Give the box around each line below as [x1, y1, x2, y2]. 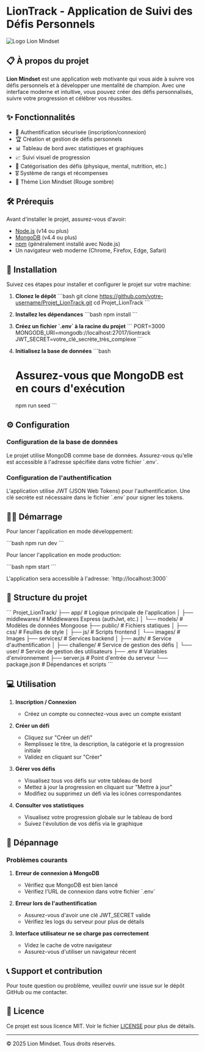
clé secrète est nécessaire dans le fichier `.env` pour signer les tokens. [6, 494, 184, 501]
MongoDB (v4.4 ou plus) [15, 234, 77, 242]
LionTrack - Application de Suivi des [6, 4, 193, 18]
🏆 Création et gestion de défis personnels [15, 135, 123, 143]
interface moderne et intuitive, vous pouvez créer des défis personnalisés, [6, 88, 193, 95]
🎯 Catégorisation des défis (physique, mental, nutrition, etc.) [15, 162, 167, 170]
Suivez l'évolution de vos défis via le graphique [24, 820, 143, 827]
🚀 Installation [6, 264, 57, 275]
